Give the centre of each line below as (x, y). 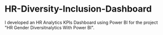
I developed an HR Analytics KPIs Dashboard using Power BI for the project (81, 22)
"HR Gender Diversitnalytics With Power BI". (50, 27)
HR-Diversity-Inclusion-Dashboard (78, 9)
